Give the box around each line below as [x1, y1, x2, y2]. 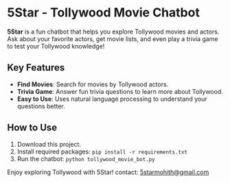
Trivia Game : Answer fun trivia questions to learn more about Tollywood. [16, 87, 223, 95]
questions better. [16, 101, 65, 110]
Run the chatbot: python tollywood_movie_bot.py [16, 154, 156, 162]
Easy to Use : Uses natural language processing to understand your [16, 95, 207, 103]
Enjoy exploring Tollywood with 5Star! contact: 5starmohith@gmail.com [7, 168, 209, 176]
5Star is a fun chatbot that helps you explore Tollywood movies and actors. [7, 27, 220, 36]
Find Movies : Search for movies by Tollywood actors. [16, 80, 169, 88]
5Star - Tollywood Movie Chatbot [7, 5, 200, 21]
